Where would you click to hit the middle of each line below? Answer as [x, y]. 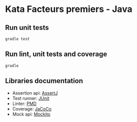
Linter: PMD [24, 104]
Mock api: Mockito [31, 114]
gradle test [17, 39]
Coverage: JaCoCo [32, 109]
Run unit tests [27, 28]
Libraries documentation [44, 81]
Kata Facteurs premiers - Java [69, 9]
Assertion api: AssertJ [35, 93]
